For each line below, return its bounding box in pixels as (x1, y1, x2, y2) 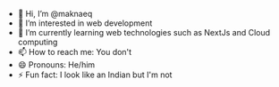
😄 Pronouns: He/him (17, 59, 96, 70)
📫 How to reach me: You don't (17, 47, 132, 57)
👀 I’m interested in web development (17, 18, 153, 28)
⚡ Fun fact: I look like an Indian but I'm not (17, 69, 173, 80)
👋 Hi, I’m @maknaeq (17, 9, 93, 19)
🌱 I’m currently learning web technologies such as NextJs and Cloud (17, 28, 271, 37)
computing (17, 36, 58, 47)
